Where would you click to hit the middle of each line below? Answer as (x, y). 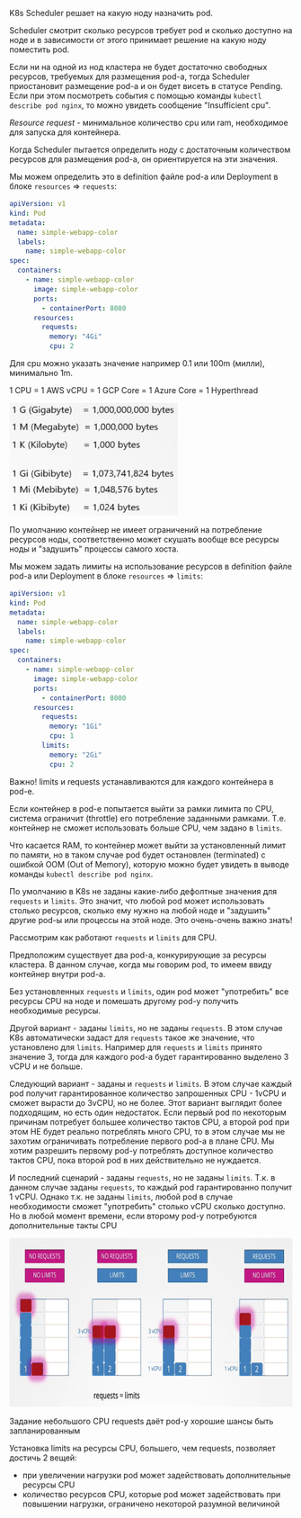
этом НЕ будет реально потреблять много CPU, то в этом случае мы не (147, 1131)
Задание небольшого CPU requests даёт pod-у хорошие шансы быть (142, 1421)
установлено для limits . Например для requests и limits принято (136, 1046)
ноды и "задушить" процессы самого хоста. (94, 549)
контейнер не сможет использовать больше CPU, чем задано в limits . (146, 828)
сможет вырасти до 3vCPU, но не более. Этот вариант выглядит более (146, 1102)
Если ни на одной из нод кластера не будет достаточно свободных (138, 67)
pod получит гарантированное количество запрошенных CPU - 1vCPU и (148, 1093)
